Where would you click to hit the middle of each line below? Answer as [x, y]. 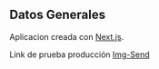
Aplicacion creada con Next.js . [67, 36]
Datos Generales [58, 15]
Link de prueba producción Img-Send [79, 54]
